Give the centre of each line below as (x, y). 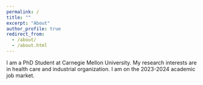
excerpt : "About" (28, 23)
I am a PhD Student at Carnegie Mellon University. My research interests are (102, 62)
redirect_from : (26, 34)
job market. (21, 75)
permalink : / (23, 12)
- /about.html (29, 46)
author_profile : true (34, 29)
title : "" (19, 17)
